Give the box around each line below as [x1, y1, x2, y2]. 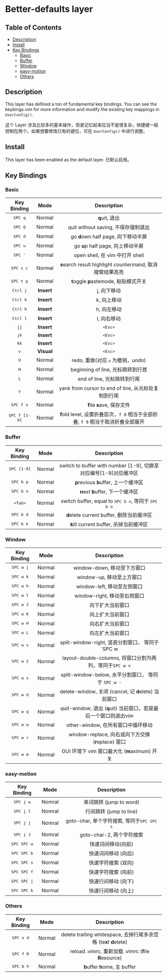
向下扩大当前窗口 [89, 602, 130, 609]
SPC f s [10, 402, 28, 407]
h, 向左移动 [96, 306, 122, 313]
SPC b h [11, 964, 29, 969]
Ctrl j [12, 287, 27, 293]
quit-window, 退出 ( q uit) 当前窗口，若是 [60, 705, 154, 711]
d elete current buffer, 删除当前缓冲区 [66, 511, 153, 518]
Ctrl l [12, 316, 27, 321]
